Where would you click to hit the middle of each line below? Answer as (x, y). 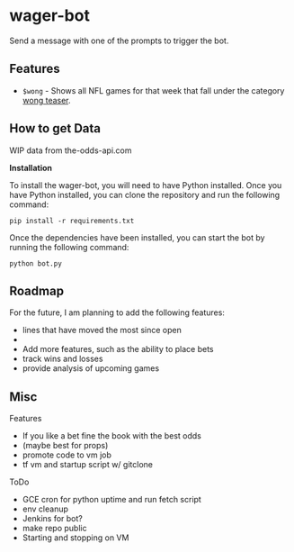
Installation (31, 167)
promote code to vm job (67, 455)
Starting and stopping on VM (76, 538)
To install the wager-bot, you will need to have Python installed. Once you (146, 185)
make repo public (54, 529)
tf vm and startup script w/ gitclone (87, 465)
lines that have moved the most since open (102, 330)
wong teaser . (46, 100)
